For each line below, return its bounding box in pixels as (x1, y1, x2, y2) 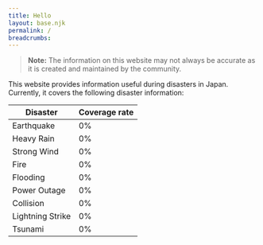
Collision (12, 198, 45, 209)
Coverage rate (78, 107, 134, 118)
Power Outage (12, 185, 66, 196)
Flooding (12, 172, 45, 183)
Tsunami (12, 224, 44, 235)
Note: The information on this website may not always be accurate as (27, 56, 256, 65)
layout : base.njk (8, 19, 66, 27)
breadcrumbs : (8, 33, 52, 42)
